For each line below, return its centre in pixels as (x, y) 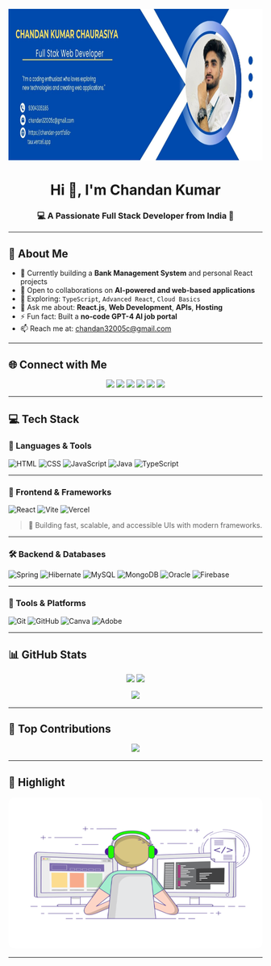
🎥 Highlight (37, 782)
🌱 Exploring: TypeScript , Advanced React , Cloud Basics (110, 299)
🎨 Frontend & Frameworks (60, 491)
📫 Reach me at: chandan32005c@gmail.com (96, 328)
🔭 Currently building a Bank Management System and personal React (136, 273)
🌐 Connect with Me (58, 364)
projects (34, 282)
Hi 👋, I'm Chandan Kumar (135, 190)
